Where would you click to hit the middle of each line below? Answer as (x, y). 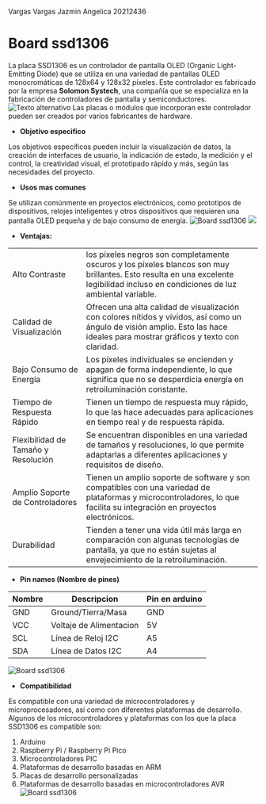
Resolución (33, 459)
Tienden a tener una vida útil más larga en (164, 530)
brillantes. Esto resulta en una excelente (160, 274)
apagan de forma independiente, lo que (159, 369)
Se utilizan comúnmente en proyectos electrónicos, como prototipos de (125, 202)
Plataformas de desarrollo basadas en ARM (90, 767)
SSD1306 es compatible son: (55, 726)
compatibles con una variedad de (148, 487)
